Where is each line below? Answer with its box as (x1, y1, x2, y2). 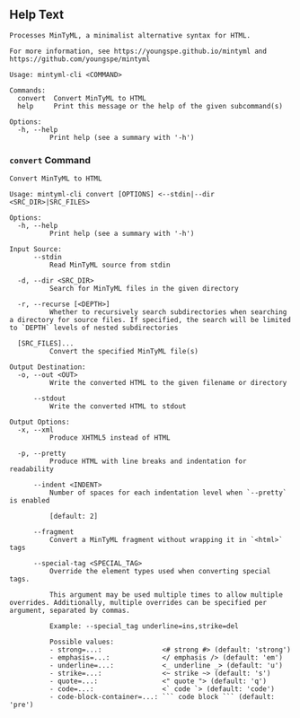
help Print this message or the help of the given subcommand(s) (17, 101, 283, 110)
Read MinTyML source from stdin (49, 260, 171, 270)
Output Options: (9, 417, 70, 427)
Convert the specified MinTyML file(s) (49, 347, 199, 356)
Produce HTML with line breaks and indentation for (49, 457, 247, 466)
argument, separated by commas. (9, 606, 130, 616)
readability (9, 465, 54, 474)
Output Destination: (9, 363, 87, 372)
